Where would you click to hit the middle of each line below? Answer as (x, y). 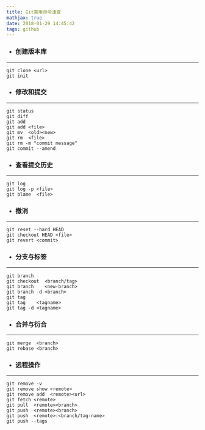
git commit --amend (31, 148)
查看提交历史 (34, 165)
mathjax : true (24, 18)
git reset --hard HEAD (35, 230)
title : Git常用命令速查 (34, 12)
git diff (17, 116)
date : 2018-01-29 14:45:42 (41, 23)
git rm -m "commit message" (42, 143)
